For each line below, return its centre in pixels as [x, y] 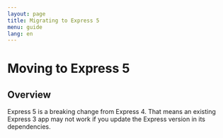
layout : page [27, 14]
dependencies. [29, 127]
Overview [29, 94]
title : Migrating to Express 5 [53, 21]
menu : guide [25, 27]
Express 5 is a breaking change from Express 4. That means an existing [111, 112]
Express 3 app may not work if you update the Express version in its [106, 119]
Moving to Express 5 [69, 69]
